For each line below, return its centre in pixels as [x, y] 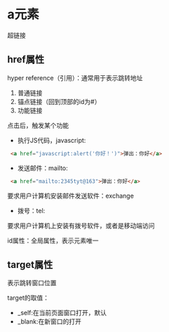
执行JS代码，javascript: [52, 140]
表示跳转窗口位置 [32, 283]
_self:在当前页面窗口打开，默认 [62, 313]
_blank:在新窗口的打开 [49, 321]
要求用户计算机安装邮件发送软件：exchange [71, 196]
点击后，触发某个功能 [38, 125]
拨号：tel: [31, 210]
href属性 [26, 59]
